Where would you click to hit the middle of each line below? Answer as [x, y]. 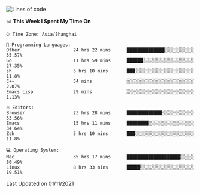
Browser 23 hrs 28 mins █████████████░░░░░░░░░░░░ [100, 113]
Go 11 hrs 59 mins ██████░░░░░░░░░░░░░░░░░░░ [100, 60]
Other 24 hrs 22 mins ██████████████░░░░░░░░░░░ [100, 50]
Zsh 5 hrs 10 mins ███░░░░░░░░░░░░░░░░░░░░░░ [100, 134]
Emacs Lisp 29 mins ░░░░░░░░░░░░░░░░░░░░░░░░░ [100, 92]
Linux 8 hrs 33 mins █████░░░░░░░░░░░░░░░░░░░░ [100, 167]
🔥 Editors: [20, 108]
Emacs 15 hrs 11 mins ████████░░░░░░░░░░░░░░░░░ [100, 123]
